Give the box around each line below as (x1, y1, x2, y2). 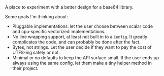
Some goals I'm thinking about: (5, 14, 68, 19)
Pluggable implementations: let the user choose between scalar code (12, 23, 153, 29)
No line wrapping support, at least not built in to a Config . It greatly (12, 34, 148, 39)
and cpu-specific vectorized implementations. (12, 29, 106, 34)
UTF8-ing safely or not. (12, 49, 60, 55)
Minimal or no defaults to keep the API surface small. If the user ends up (12, 55, 159, 61)
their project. (12, 65, 38, 71)
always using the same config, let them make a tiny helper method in (12, 60, 152, 66)
